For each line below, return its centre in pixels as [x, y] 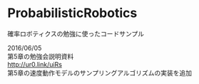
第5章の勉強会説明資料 [41, 56]
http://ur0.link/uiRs [35, 64]
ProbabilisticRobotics [72, 13]
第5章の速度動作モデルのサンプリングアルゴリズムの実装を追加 [100, 73]
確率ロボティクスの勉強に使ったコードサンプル [76, 33]
